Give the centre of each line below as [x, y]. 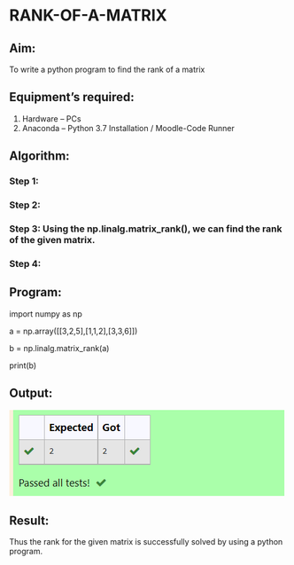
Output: [31, 393]
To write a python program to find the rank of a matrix [107, 69]
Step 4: [25, 263]
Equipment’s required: [72, 97]
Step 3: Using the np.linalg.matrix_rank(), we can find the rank [146, 229]
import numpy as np [46, 314]
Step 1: [24, 181]
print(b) [23, 365]
